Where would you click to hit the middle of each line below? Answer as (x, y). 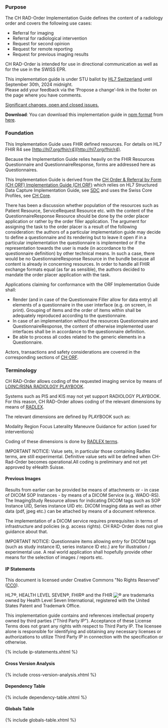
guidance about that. (27, 532)
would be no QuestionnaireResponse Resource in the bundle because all (80, 258)
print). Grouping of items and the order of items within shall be (77, 310)
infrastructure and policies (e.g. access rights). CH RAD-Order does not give (84, 527)
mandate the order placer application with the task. (58, 274)
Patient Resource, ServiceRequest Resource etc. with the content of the (79, 211)
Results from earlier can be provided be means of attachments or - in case (82, 490)
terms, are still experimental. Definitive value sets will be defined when (78, 456)
